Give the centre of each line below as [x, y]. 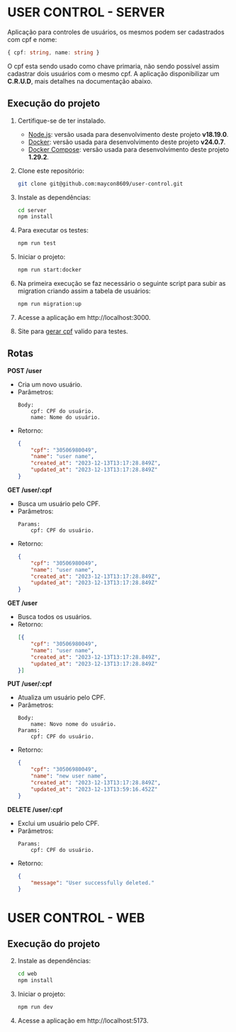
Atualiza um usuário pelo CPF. [62, 698]
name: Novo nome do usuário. [74, 724]
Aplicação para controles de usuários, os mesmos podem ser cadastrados [116, 32]
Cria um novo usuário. [50, 384]
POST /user [25, 370]
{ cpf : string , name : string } [54, 52]
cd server [32, 210]
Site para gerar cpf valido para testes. [73, 331]
